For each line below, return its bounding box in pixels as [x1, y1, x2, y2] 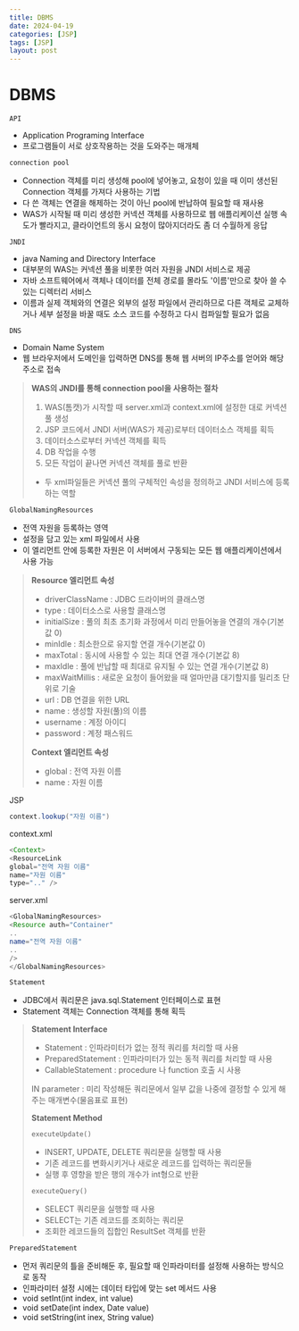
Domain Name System [21, 342, 104, 353]
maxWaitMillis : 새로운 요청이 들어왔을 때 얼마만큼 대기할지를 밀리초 [44, 672, 281, 683]
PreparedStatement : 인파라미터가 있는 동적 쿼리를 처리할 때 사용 [44, 1053, 273, 1064]
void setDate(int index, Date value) [21, 1302, 150, 1313]
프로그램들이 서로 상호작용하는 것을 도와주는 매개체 [21, 140, 199, 152]
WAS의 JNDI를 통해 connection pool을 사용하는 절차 [30, 383, 219, 394]
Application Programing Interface [21, 130, 145, 141]
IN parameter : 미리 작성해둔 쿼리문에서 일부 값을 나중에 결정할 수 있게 [30, 1084, 277, 1094]
